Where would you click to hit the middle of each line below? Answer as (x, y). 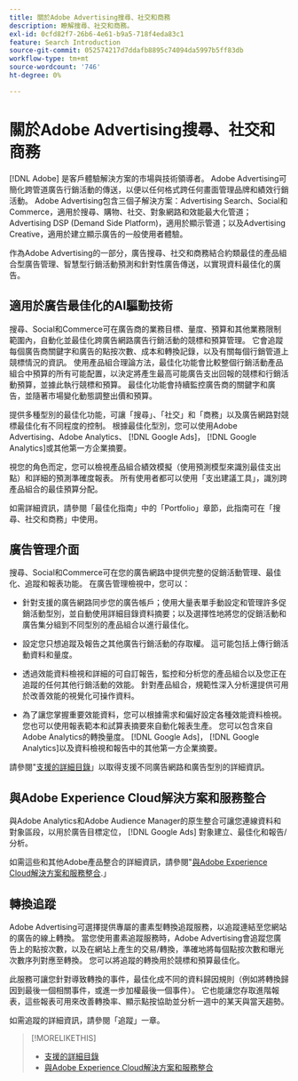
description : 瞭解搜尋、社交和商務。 (71, 26)
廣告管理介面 (44, 549)
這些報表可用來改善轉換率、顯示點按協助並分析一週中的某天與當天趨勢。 (157, 1001)
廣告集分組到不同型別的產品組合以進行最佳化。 (107, 625)
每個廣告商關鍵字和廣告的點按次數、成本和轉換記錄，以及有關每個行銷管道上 (149, 351)
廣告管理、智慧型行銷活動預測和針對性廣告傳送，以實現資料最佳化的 (149, 264)
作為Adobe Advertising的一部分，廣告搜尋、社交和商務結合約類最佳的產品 (144, 252)
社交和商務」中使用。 (63, 519)
